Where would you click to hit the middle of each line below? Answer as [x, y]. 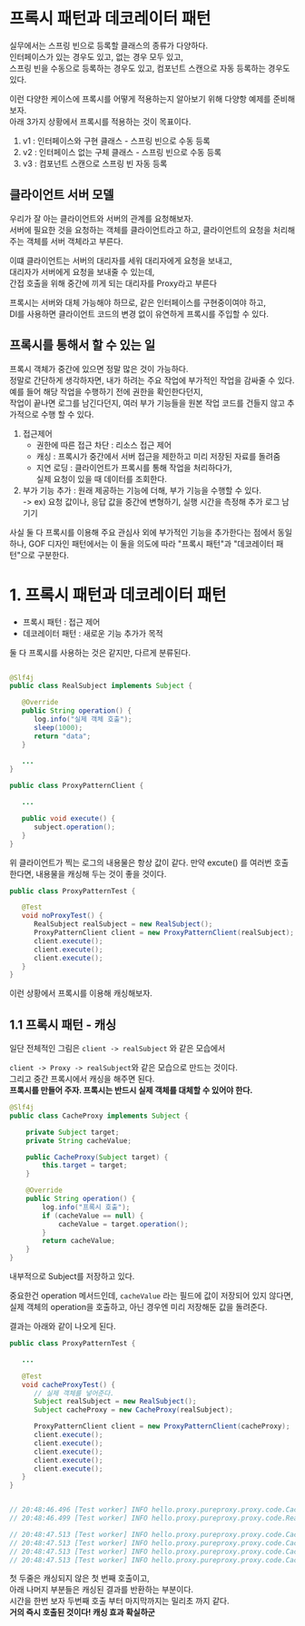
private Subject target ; [73, 1132]
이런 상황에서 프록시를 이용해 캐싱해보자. [81, 993]
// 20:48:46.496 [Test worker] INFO [79, 1510]
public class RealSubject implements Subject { [101, 686]
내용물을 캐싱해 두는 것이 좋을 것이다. [101, 873]
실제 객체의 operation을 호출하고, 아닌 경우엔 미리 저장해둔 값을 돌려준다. [138, 1307]
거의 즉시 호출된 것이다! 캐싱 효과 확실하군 [83, 1612]
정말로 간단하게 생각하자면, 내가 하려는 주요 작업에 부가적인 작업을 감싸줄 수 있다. [152, 380]
